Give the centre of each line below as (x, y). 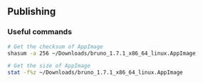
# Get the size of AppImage (49, 66)
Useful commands (40, 32)
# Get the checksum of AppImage (55, 46)
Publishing (32, 12)
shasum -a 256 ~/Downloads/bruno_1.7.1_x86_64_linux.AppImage (101, 53)
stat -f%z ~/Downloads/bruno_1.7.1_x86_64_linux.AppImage (95, 73)
